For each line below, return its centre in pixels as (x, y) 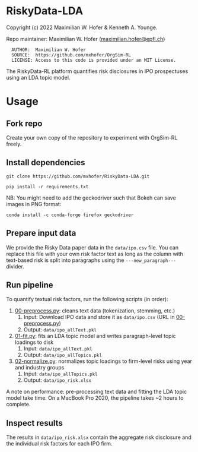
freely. (14, 144)
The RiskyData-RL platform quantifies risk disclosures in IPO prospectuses (97, 71)
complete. (18, 404)
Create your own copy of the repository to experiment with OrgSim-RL (92, 137)
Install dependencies (46, 162)
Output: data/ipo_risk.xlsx (58, 380)
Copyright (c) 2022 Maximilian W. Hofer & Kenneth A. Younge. (82, 27)
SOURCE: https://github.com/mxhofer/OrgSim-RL (71, 55)
